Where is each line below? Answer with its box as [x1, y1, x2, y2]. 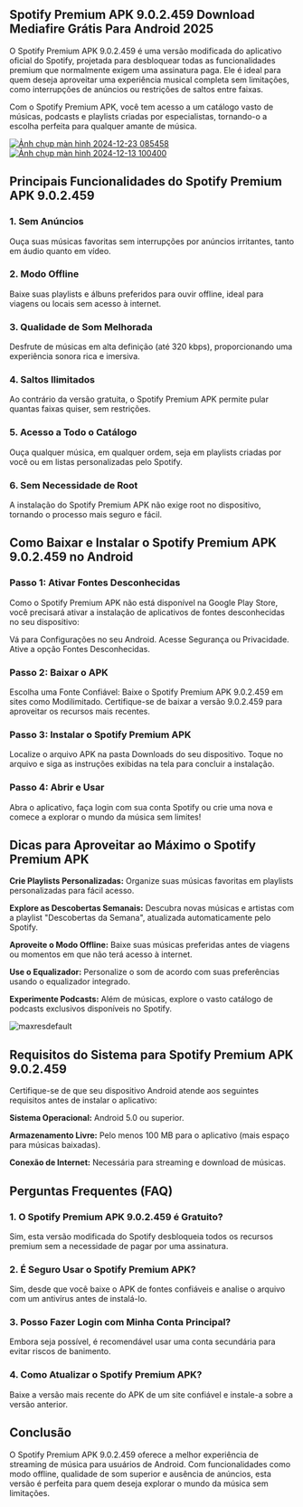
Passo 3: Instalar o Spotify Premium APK [9, 728, 192, 741]
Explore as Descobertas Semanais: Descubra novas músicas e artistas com [9, 903, 295, 914]
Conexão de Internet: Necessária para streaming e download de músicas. [9, 1157, 287, 1168]
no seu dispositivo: [9, 616, 80, 627]
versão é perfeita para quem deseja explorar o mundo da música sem [9, 1478, 269, 1489]
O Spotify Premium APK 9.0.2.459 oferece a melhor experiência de [9, 1449, 260, 1460]
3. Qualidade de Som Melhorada [9, 320, 153, 333]
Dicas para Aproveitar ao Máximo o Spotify [9, 837, 256, 853]
